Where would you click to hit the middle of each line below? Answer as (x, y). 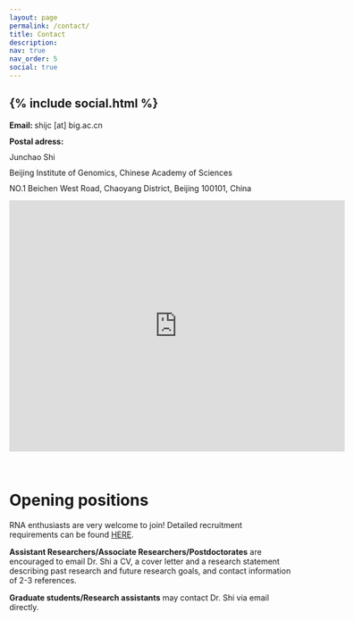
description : (34, 42)
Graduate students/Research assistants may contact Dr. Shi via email (139, 597)
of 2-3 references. (43, 580)
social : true (34, 68)
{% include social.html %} (84, 104)
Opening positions (79, 500)
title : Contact (38, 34)
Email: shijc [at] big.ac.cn (56, 125)
